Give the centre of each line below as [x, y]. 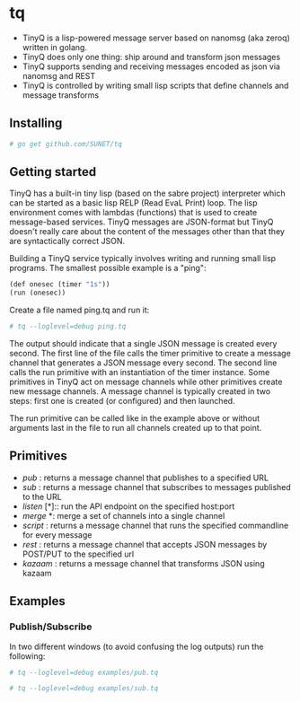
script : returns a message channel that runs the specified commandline [155, 525]
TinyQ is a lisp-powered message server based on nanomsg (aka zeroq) [156, 38]
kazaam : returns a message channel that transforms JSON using [143, 563]
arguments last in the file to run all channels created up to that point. [136, 428]
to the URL [42, 496]
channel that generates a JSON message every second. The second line [143, 363]
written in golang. [55, 47]
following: [27, 656]
